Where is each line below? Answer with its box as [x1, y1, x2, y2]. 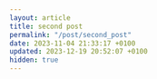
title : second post [9, 22, 83, 31]
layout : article [9, 13, 71, 23]
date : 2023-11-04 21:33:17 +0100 [9, 38, 136, 48]
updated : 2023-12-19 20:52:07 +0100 [9, 47, 148, 56]
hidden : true [9, 55, 59, 64]
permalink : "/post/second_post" [9, 30, 132, 39]
